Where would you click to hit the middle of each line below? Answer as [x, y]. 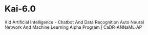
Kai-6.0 [20, 9]
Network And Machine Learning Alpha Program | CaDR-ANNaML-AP [73, 27]
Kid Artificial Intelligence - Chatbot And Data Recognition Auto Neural [74, 22]
